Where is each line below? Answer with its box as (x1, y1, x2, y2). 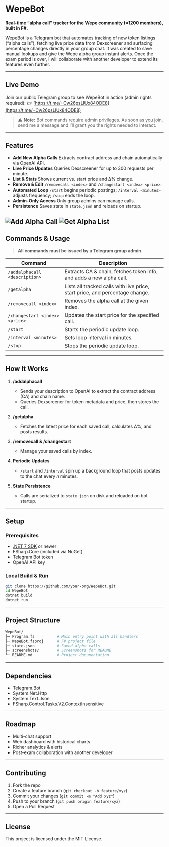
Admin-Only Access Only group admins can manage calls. (12, 197, 135, 204)
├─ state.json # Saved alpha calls (5, 643, 100, 648)
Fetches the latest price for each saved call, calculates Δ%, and (20, 423, 152, 429)
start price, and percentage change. (64, 289, 150, 296)
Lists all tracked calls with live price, (64, 283, 150, 290)
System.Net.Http (12, 690, 47, 696)
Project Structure (5, 616, 60, 625)
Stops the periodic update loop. (64, 342, 139, 349)
